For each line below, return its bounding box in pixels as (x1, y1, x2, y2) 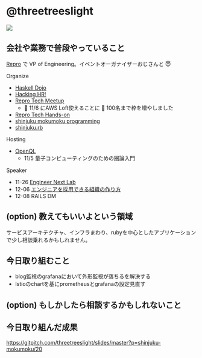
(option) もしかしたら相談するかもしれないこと (6, 300, 182, 310)
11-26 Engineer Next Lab (14, 178, 76, 185)
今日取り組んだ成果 (6, 322, 78, 333)
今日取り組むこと (6, 256, 70, 266)
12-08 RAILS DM (14, 192, 56, 199)
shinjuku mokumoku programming (14, 117, 101, 125)
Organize (6, 72, 29, 79)
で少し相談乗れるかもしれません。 (6, 236, 91, 244)
